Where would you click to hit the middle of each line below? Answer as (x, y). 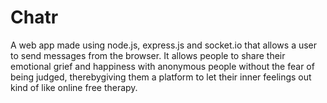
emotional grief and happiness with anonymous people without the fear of (162, 66)
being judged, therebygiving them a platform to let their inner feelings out (161, 77)
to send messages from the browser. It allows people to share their (148, 55)
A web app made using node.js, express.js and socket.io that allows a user (164, 45)
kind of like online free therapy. (74, 87)
